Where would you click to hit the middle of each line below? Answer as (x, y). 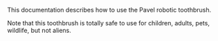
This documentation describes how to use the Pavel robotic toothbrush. (109, 10)
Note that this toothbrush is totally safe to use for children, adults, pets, (108, 23)
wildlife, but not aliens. (39, 30)
